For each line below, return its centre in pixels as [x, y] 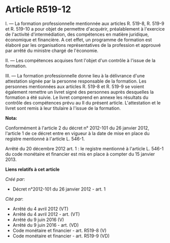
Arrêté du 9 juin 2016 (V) [38, 220]
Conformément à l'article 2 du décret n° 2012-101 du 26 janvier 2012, [77, 128]
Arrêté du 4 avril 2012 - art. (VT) [46, 214]
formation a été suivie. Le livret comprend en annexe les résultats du [77, 97]
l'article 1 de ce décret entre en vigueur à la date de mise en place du [77, 133]
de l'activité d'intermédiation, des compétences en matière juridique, [77, 34]
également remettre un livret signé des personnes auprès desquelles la [79, 92]
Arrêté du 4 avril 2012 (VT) [40, 209]
